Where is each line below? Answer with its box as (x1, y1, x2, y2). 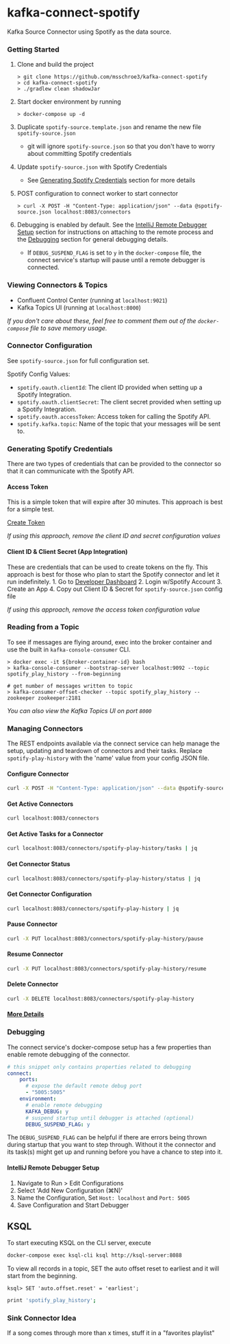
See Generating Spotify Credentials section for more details (27, 176, 196, 185)
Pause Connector (7, 920, 58, 928)
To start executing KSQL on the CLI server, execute (7, 1239, 152, 1247)
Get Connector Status (7, 859, 71, 868)
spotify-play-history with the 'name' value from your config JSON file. (7, 754, 210, 763)
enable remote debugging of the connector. (7, 1050, 130, 1058)
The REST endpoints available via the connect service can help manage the (7, 739, 220, 748)
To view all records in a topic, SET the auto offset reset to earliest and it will (7, 1264, 220, 1273)
